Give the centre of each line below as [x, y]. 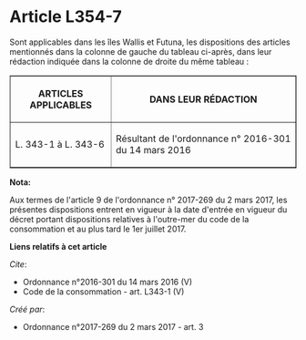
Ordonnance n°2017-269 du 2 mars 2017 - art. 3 [113, 326]
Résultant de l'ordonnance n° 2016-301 [203, 139]
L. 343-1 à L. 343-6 [60, 144]
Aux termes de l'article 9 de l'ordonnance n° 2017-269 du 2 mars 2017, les [148, 200]
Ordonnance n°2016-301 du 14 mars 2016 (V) [107, 282]
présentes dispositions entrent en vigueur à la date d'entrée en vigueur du [148, 209]
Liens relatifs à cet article [58, 246]
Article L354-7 [66, 17]
